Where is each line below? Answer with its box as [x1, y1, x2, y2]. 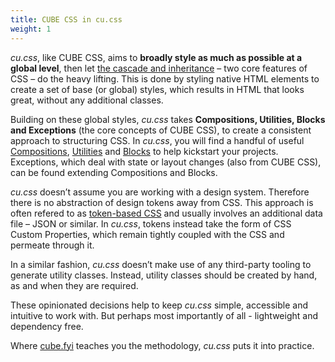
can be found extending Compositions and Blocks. [10, 166, 218, 178]
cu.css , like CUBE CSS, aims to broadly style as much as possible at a [10, 51, 303, 63]
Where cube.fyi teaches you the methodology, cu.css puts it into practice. [10, 339, 315, 351]
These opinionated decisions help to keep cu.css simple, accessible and [10, 299, 308, 311]
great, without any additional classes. [10, 94, 164, 106]
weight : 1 [10, 24, 52, 34]
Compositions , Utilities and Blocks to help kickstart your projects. [10, 145, 279, 157]
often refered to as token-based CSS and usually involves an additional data [10, 207, 323, 219]
